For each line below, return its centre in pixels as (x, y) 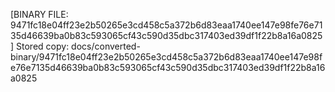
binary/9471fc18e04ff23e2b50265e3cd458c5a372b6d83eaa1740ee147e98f (166, 57)
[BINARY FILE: (39, 14)
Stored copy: (43, 46)
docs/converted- (106, 46)
